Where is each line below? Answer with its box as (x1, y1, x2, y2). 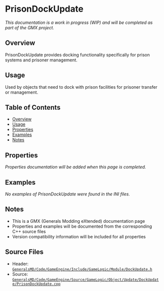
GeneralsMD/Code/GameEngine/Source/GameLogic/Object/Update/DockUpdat (12, 277, 159, 282)
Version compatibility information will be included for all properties (12, 233, 146, 239)
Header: (12, 261, 29, 267)
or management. (5, 89, 38, 95)
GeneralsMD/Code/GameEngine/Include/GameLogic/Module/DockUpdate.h (12, 267, 152, 272)
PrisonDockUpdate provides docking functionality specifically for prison (5, 52, 150, 58)
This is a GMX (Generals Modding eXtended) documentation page (12, 218, 145, 224)
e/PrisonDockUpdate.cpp (12, 281, 61, 286)
